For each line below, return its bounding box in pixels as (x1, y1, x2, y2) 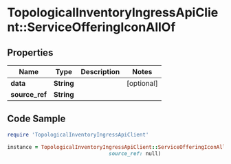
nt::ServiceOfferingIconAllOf (7, 19, 176, 35)
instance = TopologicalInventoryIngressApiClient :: (7, 143, 158, 150)
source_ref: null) (109, 150, 162, 157)
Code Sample (7, 113, 66, 125)
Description (80, 67, 120, 76)
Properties (7, 47, 54, 58)
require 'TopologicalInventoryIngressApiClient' (7, 131, 149, 138)
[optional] (126, 79, 158, 88)
